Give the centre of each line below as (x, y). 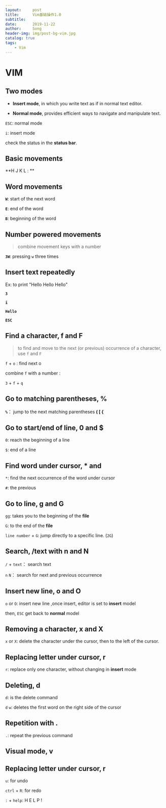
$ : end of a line (21, 450)
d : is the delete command (32, 697)
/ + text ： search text (28, 564)
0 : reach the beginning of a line (37, 440)
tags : (11, 43)
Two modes (24, 91)
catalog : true (20, 38)
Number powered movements (53, 234)
